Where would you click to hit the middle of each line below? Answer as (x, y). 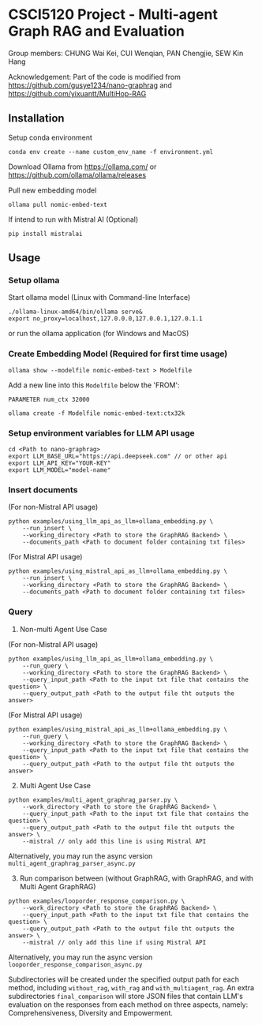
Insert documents (43, 489)
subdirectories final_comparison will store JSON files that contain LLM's (125, 996)
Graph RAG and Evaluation (97, 31)
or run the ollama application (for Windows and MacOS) (99, 334)
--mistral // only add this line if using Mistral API (114, 942)
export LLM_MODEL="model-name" (60, 470)
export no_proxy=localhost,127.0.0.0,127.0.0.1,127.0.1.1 (105, 319)
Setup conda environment (51, 137)
